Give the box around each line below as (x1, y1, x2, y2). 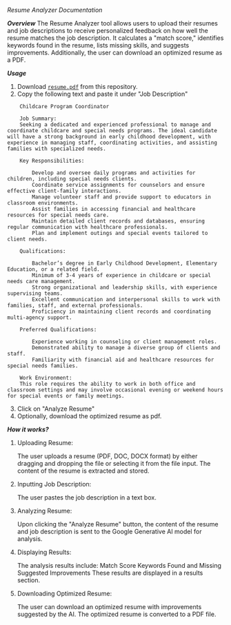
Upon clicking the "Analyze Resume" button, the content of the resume (17, 520, 219, 528)
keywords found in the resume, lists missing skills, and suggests (7, 41, 190, 49)
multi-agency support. (7, 314, 72, 321)
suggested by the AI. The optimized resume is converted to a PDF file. (17, 610, 217, 618)
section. (17, 576, 41, 584)
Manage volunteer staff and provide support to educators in (32, 194, 212, 201)
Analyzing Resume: (17, 506, 72, 515)
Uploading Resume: (17, 439, 74, 447)
